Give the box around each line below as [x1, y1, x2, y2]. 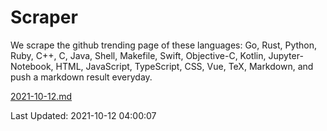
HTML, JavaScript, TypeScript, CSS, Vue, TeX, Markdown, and [55, 60, 314, 72]
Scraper [10, 6, 78, 29]
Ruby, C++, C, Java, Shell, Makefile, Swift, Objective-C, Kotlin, [10, 49, 267, 61]
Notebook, [10, 60, 54, 72]
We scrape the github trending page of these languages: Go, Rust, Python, [10, 39, 318, 51]
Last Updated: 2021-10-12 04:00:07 [10, 109, 157, 121]
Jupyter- [268, 49, 304, 61]
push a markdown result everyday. [10, 71, 153, 83]
